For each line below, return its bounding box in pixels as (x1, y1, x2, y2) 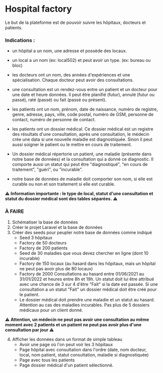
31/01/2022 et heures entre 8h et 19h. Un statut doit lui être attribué (19, 276, 154, 282)
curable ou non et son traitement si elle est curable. (12, 181, 115, 187)
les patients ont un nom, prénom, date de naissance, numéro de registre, (12, 106, 158, 112)
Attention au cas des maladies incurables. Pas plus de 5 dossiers (19, 302, 150, 308)
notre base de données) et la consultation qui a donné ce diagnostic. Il (12, 156, 154, 162)
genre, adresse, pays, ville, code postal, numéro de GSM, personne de (12, 112, 154, 117)
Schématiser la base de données (12, 219, 78, 225)
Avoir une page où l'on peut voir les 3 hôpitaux (19, 341, 113, 347)
